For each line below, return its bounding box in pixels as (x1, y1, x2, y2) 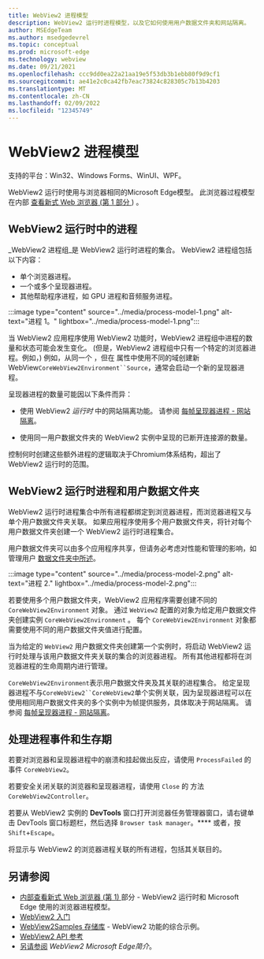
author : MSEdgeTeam (8, 26, 73, 34)
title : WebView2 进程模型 (8, 11, 89, 20)
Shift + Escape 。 (8, 828, 59, 838)
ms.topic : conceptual (8, 41, 80, 49)
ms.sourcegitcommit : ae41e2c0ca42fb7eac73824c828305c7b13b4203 (8, 77, 221, 85)
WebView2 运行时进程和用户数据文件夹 (8, 485, 199, 498)
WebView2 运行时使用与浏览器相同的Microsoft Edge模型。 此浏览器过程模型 (8, 187, 255, 197)
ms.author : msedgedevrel (8, 33, 90, 42)
